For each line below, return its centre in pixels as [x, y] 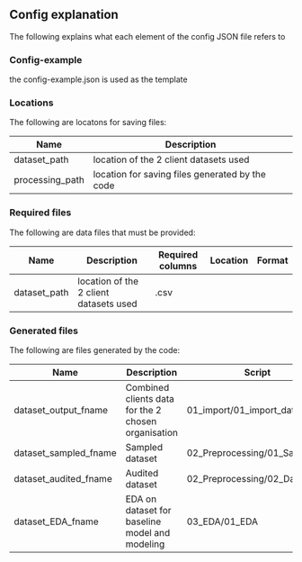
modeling [145, 544]
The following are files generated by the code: [95, 350]
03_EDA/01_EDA [222, 521]
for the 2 [143, 410]
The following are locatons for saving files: [88, 122]
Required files [40, 213]
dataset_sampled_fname [65, 453]
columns [178, 266]
